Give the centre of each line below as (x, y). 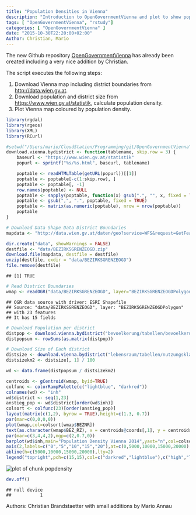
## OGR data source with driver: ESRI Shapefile (66, 302)
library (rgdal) (24, 120)
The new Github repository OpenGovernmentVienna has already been (90, 55)
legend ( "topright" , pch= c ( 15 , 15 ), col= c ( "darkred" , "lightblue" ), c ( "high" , (96, 458)
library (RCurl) (24, 136)
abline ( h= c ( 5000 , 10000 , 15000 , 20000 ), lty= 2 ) (60, 452)
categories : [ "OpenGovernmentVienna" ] (56, 28)
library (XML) (22, 131)
